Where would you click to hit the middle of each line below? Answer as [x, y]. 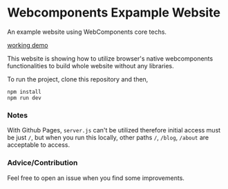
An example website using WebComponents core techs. [87, 32]
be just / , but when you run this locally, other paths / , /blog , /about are [108, 138]
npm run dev [24, 98]
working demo [28, 45]
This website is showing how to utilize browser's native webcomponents [110, 58]
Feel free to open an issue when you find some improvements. [96, 178]
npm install [24, 92]
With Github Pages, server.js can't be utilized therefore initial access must [114, 130]
